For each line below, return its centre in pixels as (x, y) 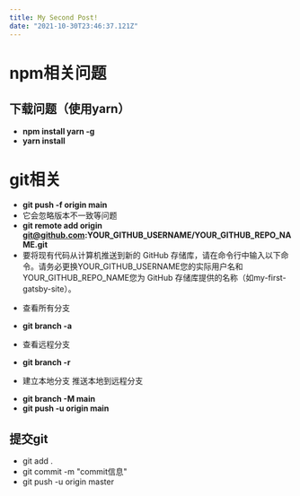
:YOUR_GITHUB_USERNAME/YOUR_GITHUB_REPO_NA (188, 235)
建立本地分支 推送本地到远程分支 (83, 381)
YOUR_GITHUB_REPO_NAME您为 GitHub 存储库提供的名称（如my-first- (154, 278)
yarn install (44, 141)
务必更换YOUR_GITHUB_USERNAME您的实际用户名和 (145, 266)
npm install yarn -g (58, 131)
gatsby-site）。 (49, 289)
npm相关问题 (58, 73)
